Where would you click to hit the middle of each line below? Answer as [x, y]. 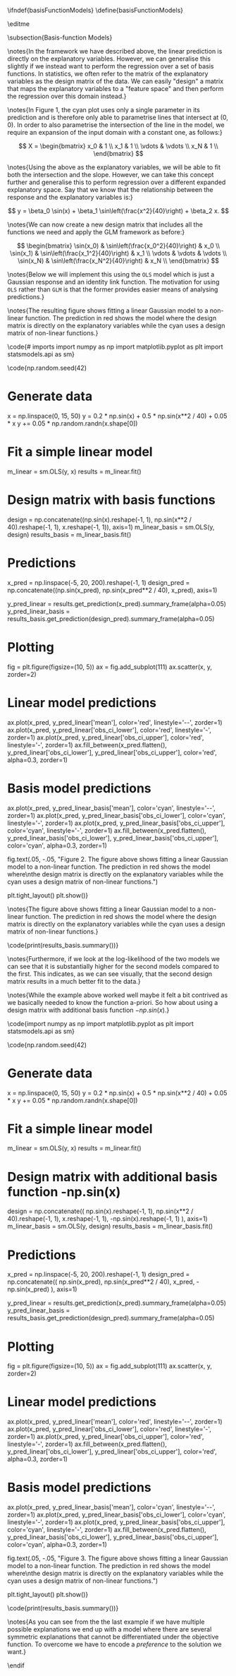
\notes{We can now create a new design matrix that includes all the [105, 224]
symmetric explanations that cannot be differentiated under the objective [113, 1637]
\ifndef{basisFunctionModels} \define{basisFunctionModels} [95, 10]
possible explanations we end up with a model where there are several [110, 1629]
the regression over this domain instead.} [67, 96]
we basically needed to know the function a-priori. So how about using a [113, 1002]
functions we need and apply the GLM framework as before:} [96, 232]
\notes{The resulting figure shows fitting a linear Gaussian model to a [108, 311]
